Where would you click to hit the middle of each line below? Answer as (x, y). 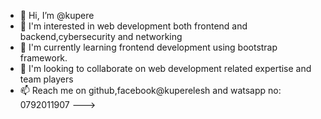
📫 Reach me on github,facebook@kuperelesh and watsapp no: (150, 90)
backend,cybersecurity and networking (101, 36)
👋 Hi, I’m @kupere (57, 15)
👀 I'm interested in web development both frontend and (133, 26)
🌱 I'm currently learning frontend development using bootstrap (148, 47)
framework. (43, 58)
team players (46, 79)
